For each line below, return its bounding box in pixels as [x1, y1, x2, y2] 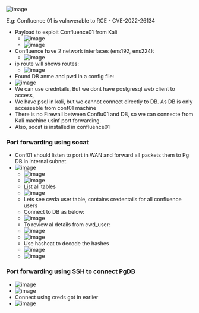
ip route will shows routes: [14, 60, 79, 67]
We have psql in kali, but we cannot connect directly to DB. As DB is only [14, 98, 193, 105]
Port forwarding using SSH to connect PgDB [6, 267, 135, 276]
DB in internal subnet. [14, 158, 68, 165]
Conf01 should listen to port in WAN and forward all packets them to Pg [14, 151, 189, 159]
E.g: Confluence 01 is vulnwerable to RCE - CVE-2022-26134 [6, 17, 156, 24]
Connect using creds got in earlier [14, 293, 99, 301]
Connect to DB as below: [23, 208, 85, 216]
